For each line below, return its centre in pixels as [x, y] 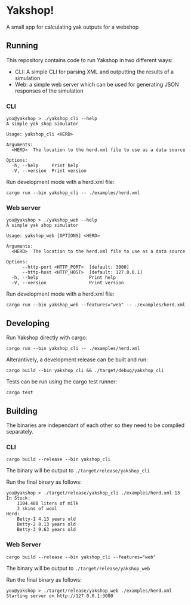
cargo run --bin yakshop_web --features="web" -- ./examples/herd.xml [96, 305]
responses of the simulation [49, 91]
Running [22, 46]
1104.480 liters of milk [48, 503]
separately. [20, 431]
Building [22, 411]
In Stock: [19, 498]
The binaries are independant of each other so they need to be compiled [95, 425]
